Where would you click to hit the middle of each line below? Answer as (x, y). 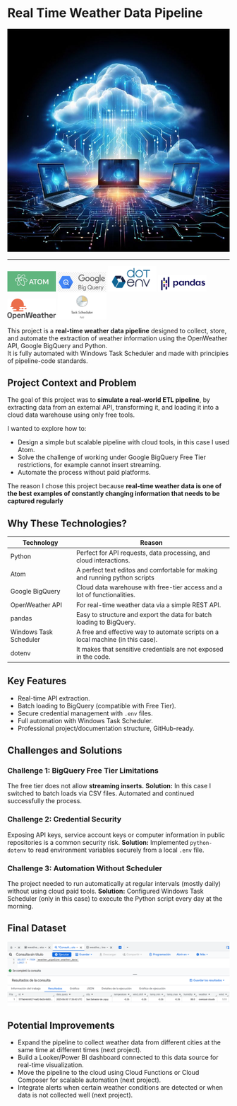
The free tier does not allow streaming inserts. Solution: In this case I (109, 786)
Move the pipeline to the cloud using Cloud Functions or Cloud (108, 1073)
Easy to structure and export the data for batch (144, 614)
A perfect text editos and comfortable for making (147, 570)
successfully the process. (45, 801)
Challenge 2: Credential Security (65, 819)
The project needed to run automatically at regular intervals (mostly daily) (114, 884)
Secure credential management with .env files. (85, 713)
